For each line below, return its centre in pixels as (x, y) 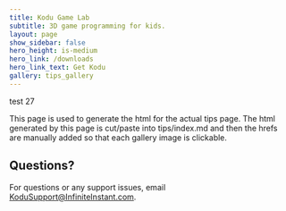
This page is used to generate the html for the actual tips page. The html (142, 118)
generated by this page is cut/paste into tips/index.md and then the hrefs (143, 128)
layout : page (34, 34)
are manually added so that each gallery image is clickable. (118, 137)
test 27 (22, 101)
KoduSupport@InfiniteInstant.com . (73, 197)
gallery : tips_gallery (51, 76)
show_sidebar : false (48, 42)
